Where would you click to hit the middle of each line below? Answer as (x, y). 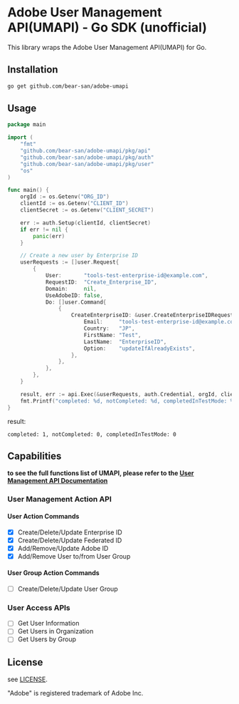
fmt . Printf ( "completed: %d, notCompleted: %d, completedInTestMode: (124, 401)
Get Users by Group (47, 639)
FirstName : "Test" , (112, 335)
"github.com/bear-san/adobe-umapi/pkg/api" (86, 151)
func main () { (28, 190)
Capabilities (34, 456)
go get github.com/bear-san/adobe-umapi (68, 86)
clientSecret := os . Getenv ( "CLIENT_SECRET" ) (87, 210)
